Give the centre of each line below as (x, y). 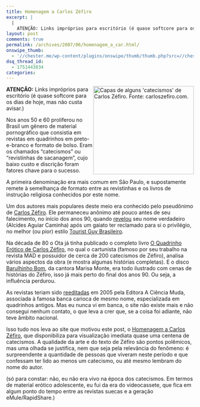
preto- (82, 139)
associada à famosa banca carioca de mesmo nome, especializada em (93, 299)
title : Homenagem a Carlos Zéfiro (49, 12)
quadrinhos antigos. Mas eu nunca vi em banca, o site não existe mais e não (100, 305)
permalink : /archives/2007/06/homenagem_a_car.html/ (73, 45)
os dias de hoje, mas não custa (44, 102)
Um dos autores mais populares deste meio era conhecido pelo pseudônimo (100, 206)
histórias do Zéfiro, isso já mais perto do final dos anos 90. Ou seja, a (91, 275)
